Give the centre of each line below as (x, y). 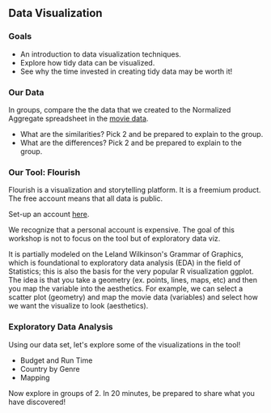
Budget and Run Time (56, 360)
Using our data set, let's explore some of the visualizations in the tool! (125, 344)
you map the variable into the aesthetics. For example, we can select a (126, 289)
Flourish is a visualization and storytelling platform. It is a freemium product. (135, 190)
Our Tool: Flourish (44, 172)
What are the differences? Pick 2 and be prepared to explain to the (131, 143)
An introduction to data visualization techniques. (101, 54)
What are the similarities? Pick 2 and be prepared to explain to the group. (142, 134)
